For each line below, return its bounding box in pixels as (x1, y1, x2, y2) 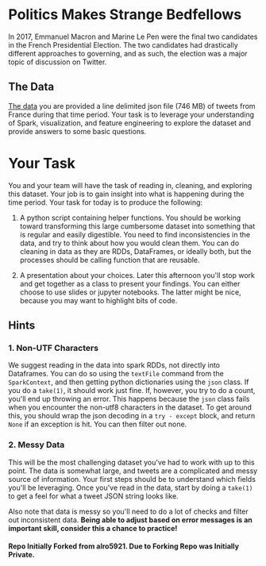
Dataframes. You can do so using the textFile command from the (8, 369, 224, 379)
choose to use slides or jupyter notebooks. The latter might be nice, (19, 287, 241, 297)
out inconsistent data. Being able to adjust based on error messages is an (8, 514, 253, 525)
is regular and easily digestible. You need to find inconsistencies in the (19, 229, 251, 239)
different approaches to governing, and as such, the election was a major (8, 48, 248, 58)
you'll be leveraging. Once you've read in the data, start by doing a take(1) (8, 483, 253, 492)
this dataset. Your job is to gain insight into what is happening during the (8, 189, 245, 198)
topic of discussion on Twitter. (8, 57, 107, 67)
